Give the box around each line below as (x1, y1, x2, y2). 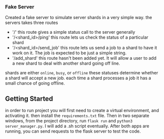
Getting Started (5, 94, 53, 103)
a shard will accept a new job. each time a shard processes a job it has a (5, 75, 151, 81)
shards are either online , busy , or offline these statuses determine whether (5, 70, 158, 76)
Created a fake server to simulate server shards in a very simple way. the (5, 15, 152, 21)
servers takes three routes (5, 20, 58, 25)
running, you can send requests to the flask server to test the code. (5, 128, 141, 134)
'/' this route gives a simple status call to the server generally (12, 29, 136, 35)
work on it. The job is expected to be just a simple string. (12, 50, 127, 56)
